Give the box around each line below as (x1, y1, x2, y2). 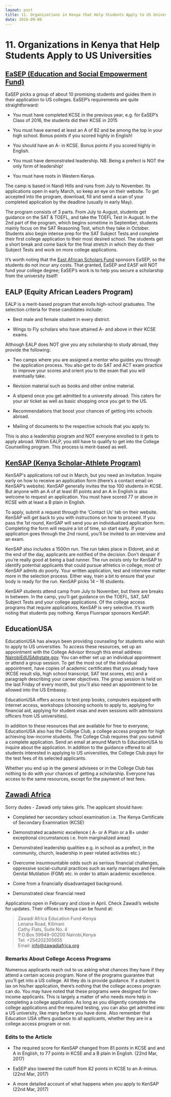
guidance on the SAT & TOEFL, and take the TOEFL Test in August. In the (5, 214, 158, 220)
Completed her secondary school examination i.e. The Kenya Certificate (12, 814, 164, 820)
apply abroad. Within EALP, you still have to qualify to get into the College (5, 439, 159, 445)
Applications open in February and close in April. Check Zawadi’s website (5, 900, 159, 906)
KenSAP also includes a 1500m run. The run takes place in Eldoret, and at (5, 546, 159, 552)
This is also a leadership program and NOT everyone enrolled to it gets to (5, 433, 159, 439)
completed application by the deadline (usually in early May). (5, 199, 133, 205)
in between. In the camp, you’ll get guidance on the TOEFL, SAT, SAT (5, 594, 150, 599)
